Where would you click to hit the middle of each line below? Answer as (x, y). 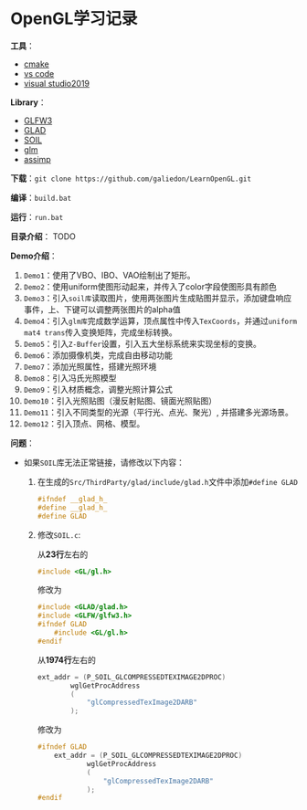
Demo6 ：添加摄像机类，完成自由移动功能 (98, 355)
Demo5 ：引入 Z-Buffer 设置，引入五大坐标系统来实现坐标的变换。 (142, 343)
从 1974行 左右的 (67, 659)
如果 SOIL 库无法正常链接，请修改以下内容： (104, 462)
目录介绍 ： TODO (43, 236)
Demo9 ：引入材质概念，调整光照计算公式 (98, 389)
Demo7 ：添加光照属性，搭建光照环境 (90, 366)
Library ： (28, 102)
